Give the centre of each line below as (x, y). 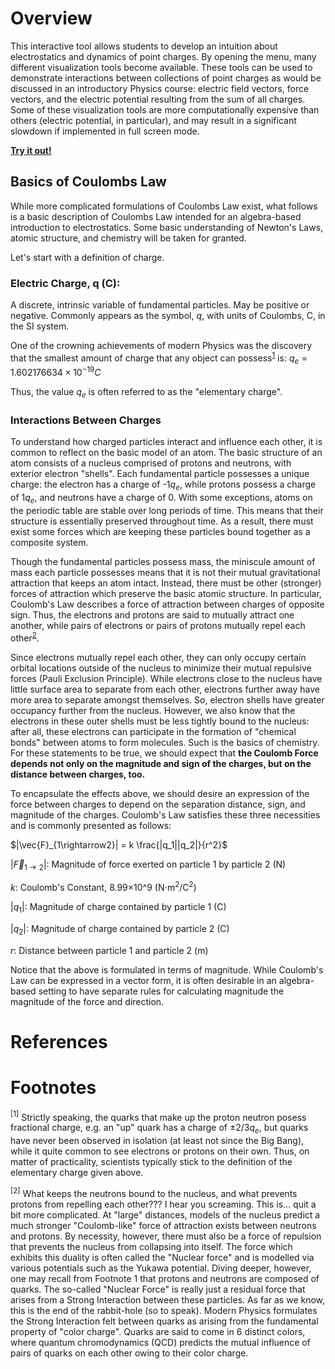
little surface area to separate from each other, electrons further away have (165, 689)
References (59, 1041)
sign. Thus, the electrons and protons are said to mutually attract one (152, 614)
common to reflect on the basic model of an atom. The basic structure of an (166, 453)
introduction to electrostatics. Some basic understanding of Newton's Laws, (167, 227)
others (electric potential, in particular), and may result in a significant (153, 120)
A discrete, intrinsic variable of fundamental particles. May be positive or (160, 305)
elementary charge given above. (77, 1173)
